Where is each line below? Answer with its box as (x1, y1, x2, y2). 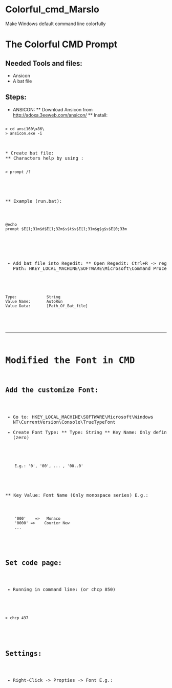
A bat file (12, 78, 32, 84)
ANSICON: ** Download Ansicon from (12, 106, 93, 112)
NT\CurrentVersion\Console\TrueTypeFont (12, 419, 116, 425)
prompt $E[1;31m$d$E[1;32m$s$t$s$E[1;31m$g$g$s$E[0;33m (5, 226, 127, 231)
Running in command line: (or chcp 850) (12, 586, 116, 593)
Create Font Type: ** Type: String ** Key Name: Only (12, 429, 151, 435)
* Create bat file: (5, 150, 54, 156)
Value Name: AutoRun (5, 299, 63, 304)
